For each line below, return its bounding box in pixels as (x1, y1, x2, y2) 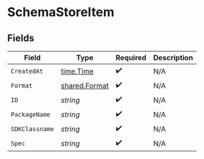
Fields (7, 32, 35, 44)
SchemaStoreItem (7, 4, 115, 20)
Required (115, 53, 147, 62)
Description (153, 53, 193, 62)
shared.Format (60, 81, 109, 90)
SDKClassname (11, 125, 55, 133)
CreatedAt (11, 67, 43, 75)
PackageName (11, 110, 51, 118)
